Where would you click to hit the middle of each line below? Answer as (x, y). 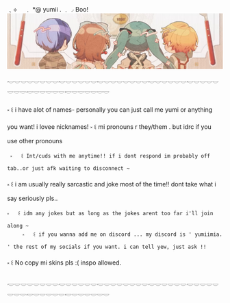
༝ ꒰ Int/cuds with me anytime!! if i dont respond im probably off (110, 156)
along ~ (18, 226)
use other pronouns (35, 141)
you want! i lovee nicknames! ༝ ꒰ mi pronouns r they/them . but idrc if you (110, 126)
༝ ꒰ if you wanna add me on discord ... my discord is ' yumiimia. (122, 234)
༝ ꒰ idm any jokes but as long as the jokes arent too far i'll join (110, 213)
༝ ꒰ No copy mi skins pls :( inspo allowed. (64, 263)
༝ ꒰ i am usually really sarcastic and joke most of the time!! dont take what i (112, 184)
